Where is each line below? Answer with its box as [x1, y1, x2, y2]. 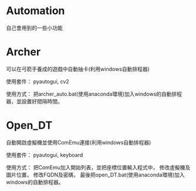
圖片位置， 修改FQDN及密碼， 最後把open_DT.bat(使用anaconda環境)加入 [6, 171, 185, 178]
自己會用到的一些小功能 [6, 24, 63, 31]
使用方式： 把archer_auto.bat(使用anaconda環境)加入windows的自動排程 [6, 90, 183, 98]
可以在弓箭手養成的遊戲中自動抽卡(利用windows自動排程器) [6, 65, 150, 72]
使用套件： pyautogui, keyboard [6, 151, 83, 158]
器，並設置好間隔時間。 [6, 98, 63, 105]
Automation [6, 4, 65, 18]
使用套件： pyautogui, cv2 [6, 78, 69, 85]
